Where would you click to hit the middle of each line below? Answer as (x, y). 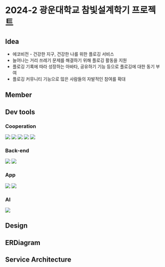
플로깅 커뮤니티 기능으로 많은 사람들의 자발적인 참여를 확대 (69, 79)
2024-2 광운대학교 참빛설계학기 (68, 10)
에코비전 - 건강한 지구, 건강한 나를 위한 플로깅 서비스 (63, 54)
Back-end (17, 150)
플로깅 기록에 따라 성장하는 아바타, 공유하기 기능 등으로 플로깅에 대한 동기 (83, 66)
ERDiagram (23, 243)
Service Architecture (38, 260)
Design (16, 226)
